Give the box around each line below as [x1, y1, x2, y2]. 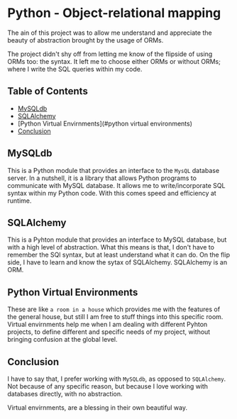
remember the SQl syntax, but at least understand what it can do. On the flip [7, 250, 231, 259]
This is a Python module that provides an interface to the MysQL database [7, 166, 220, 174]
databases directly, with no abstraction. [7, 390, 123, 398]
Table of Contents [7, 85, 89, 97]
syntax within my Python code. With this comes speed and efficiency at [7, 189, 216, 197]
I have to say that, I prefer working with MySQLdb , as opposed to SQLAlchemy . [7, 374, 226, 383]
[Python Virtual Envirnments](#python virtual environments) [17, 119, 193, 128]
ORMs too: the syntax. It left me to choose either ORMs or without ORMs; [7, 57, 221, 65]
